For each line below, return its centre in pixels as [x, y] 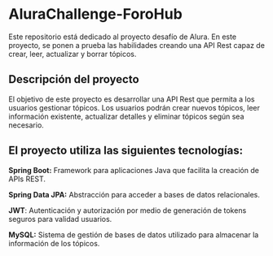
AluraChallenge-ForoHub [96, 14]
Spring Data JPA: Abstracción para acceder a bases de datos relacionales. [134, 194]
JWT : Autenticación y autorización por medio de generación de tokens [128, 210]
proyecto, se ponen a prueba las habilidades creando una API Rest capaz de [136, 45]
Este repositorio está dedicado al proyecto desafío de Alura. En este [123, 37]
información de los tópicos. [54, 243]
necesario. [26, 125]
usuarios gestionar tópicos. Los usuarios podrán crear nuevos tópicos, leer [134, 107]
